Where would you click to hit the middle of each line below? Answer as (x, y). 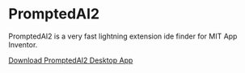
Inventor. (23, 44)
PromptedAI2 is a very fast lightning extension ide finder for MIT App (123, 36)
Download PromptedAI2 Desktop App (71, 60)
